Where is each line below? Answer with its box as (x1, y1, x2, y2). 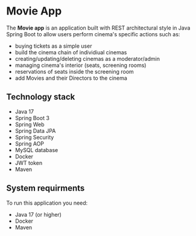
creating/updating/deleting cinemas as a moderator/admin (14, 55, 160, 62)
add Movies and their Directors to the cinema (14, 74, 128, 81)
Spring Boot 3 (14, 114, 50, 121)
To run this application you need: (6, 199, 88, 206)
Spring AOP (14, 140, 44, 147)
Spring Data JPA (14, 127, 56, 134)
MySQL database (14, 146, 58, 153)
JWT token (14, 159, 43, 167)
